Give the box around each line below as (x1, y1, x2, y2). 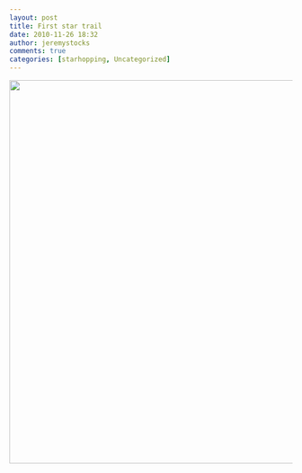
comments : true (9, 47, 67, 56)
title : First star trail (9, 22, 102, 31)
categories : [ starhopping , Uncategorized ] (9, 55, 171, 64)
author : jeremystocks (9, 38, 91, 48)
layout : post (9, 13, 58, 22)
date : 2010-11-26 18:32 (9, 30, 99, 39)
